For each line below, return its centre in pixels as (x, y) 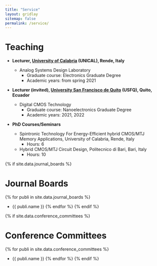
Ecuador (21, 95)
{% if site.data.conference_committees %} (48, 216)
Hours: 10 (36, 154)
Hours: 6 (35, 144)
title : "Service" (23, 9)
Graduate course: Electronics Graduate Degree (74, 76)
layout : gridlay (21, 14)
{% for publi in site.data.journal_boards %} (48, 197)
